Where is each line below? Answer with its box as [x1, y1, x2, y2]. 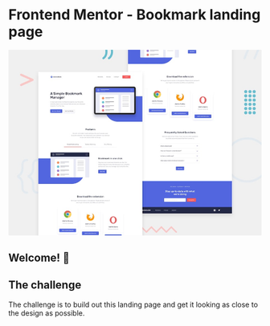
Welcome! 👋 [8, 251, 70, 264]
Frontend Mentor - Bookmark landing [8, 6, 261, 24]
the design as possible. [8, 308, 85, 318]
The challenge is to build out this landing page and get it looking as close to [8, 300, 259, 309]
